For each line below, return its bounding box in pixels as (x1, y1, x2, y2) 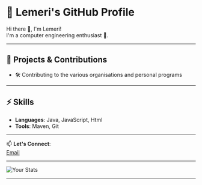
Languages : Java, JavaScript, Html (14, 116, 103, 123)
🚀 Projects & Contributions (6, 55, 108, 65)
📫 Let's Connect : (6, 140, 51, 147)
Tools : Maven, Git (14, 123, 59, 130)
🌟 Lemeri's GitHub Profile (6, 5, 135, 19)
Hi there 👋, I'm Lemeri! (6, 25, 62, 32)
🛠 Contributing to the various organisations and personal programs (14, 71, 182, 78)
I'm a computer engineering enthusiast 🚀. (6, 31, 109, 38)
